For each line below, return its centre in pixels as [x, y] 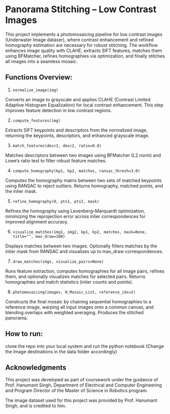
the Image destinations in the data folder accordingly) [61, 351]
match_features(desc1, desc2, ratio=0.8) [57, 146]
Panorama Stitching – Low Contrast [81, 9]
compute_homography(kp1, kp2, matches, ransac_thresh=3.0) [76, 171]
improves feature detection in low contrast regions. [59, 110]
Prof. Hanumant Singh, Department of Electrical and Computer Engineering [84, 385]
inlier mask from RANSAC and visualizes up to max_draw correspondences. [84, 251]
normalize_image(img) [35, 90]
